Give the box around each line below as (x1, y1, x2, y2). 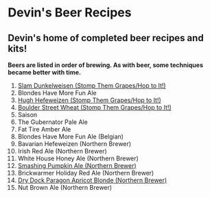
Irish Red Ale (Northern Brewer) (17, 147, 107, 155)
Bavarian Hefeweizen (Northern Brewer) (17, 140, 132, 148)
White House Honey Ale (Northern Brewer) (17, 154, 139, 162)
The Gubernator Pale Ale (17, 118, 88, 126)
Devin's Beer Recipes (8, 5, 132, 21)
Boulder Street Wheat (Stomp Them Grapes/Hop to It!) (17, 103, 172, 111)
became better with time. (8, 69, 82, 76)
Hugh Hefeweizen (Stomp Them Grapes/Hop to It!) (17, 96, 162, 104)
